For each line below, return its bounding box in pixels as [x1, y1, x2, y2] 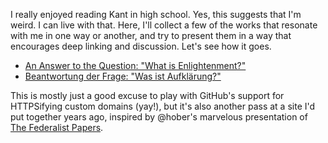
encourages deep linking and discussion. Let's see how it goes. [10, 40, 272, 52]
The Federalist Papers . [10, 122, 104, 133]
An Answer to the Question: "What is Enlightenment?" [24, 60, 247, 71]
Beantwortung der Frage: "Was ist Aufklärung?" [24, 70, 222, 82]
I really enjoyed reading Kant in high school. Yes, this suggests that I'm [10, 9, 302, 20]
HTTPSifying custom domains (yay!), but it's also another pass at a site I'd [10, 100, 316, 112]
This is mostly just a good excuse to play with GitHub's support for [10, 90, 285, 101]
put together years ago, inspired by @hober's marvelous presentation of [10, 111, 308, 123]
